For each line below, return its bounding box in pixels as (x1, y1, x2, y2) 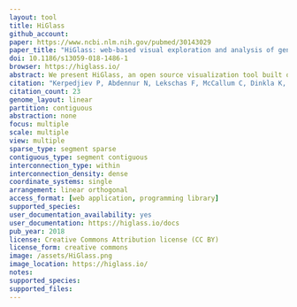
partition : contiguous (9, 104, 93, 112)
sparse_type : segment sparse (9, 144, 117, 153)
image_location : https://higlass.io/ (9, 260, 148, 269)
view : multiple (9, 136, 65, 145)
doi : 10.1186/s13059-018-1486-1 (9, 54, 128, 63)
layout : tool (9, 12, 57, 22)
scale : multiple (9, 128, 69, 137)
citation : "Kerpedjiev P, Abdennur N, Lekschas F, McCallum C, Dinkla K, (9, 79, 287, 88)
